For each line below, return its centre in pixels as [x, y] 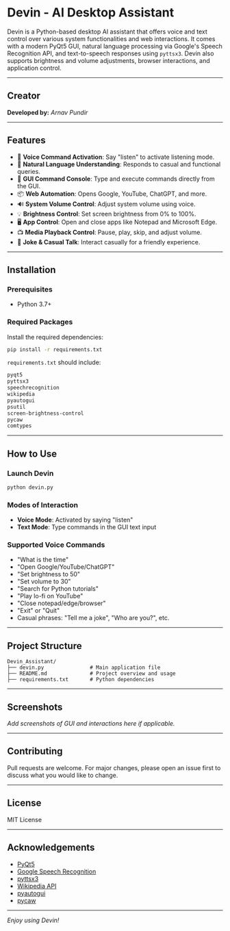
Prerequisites [30, 289]
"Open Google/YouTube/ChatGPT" [66, 567]
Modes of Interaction [43, 505]
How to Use [32, 454]
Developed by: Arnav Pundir [48, 112]
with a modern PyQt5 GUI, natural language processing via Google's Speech [115, 46]
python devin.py [30, 487]
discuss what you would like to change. [63, 775]
